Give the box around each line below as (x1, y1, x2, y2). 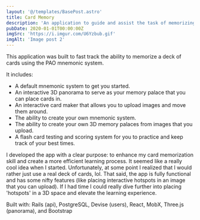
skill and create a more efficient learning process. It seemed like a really (6, 158, 183, 164)
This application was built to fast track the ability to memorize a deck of (6, 53, 182, 60)
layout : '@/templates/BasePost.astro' (6, 8, 102, 15)
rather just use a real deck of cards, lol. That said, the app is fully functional (6, 170, 192, 177)
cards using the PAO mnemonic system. (6, 59, 104, 66)
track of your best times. (14, 140, 76, 146)
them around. (14, 108, 48, 115)
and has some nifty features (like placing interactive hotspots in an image (6, 177, 186, 184)
